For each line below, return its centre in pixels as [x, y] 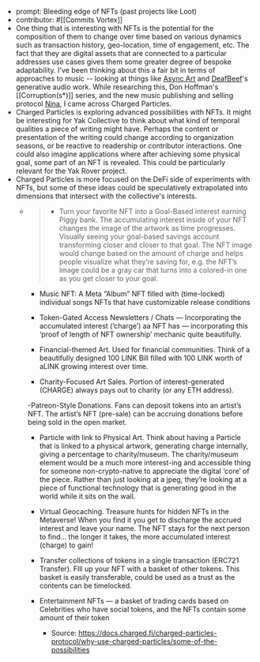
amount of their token [74, 618]
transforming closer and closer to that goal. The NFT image [156, 245]
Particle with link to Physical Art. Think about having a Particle [140, 437]
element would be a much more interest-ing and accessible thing [145, 463]
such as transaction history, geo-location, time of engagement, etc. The [133, 45]
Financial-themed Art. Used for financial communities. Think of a [145, 350]
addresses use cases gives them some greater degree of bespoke [123, 62]
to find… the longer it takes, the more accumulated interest [135, 537]
